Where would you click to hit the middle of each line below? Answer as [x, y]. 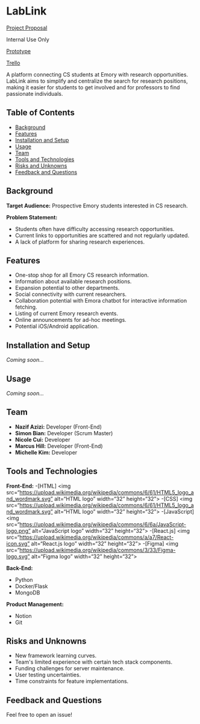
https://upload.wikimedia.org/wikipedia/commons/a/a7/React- [97, 537]
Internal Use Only [28, 39]
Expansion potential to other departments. [67, 288]
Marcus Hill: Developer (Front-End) [59, 446]
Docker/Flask [31, 586]
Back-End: [20, 568]
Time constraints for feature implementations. [72, 681]
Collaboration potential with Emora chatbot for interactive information [101, 301]
